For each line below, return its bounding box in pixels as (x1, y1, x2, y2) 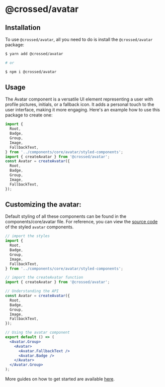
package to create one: (5, 112, 53, 118)
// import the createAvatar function (5, 275, 83, 280)
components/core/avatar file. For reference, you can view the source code (5, 219, 158, 225)
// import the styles (5, 234, 50, 239)
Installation (5, 23, 41, 32)
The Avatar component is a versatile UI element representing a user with (5, 96, 153, 102)
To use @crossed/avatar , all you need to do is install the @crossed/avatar (5, 36, 153, 42)
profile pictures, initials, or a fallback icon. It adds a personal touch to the (5, 101, 155, 107)
